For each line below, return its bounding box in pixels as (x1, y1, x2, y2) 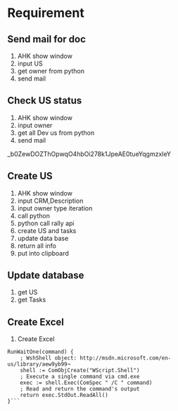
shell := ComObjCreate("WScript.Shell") (20, 367, 140, 374)
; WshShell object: (20, 355, 77, 362)
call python (17, 211, 51, 220)
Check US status (7, 95, 82, 107)
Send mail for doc (7, 33, 87, 45)
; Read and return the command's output (20, 386, 140, 393)
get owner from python (17, 67, 85, 75)
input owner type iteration (17, 203, 93, 213)
